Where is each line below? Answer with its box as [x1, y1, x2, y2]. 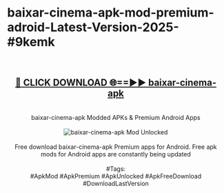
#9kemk [7, 34, 55, 50]
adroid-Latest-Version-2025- [7, 19, 179, 35]
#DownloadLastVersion [82, 179, 150, 187]
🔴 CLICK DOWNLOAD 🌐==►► [14, 77, 147, 89]
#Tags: [105, 164, 126, 173]
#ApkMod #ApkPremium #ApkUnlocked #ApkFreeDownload [30, 172, 202, 180]
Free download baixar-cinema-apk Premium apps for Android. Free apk [14, 143, 217, 151]
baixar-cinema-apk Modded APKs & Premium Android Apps [30, 113, 201, 121]
